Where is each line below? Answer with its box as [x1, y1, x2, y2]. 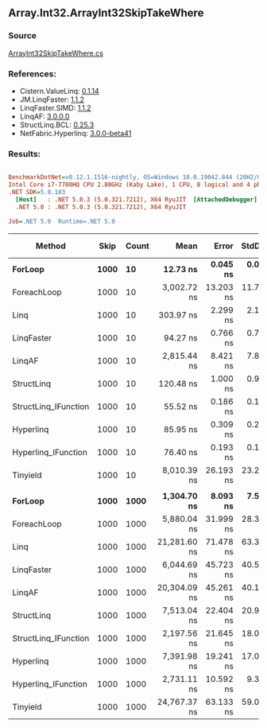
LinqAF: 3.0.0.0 [19, 111, 70, 121]
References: [8, 68, 57, 79]
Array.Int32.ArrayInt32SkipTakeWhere [8, 6, 204, 20]
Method [35, 240, 66, 251]
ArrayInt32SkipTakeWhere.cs [8, 48, 103, 58]
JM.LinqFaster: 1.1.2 [19, 95, 85, 104]
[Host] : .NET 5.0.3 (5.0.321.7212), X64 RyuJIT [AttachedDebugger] [15, 195, 258, 204]
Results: [8, 148, 41, 159]
